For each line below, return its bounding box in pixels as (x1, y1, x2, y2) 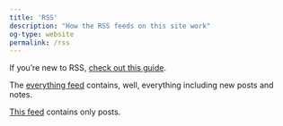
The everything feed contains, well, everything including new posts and (9, 80, 274, 90)
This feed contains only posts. (9, 106, 121, 117)
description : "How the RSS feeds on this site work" (9, 21, 211, 30)
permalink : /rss (9, 38, 70, 47)
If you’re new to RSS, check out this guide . (9, 63, 167, 73)
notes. (9, 89, 33, 100)
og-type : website (9, 29, 75, 38)
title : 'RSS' (9, 13, 58, 22)
